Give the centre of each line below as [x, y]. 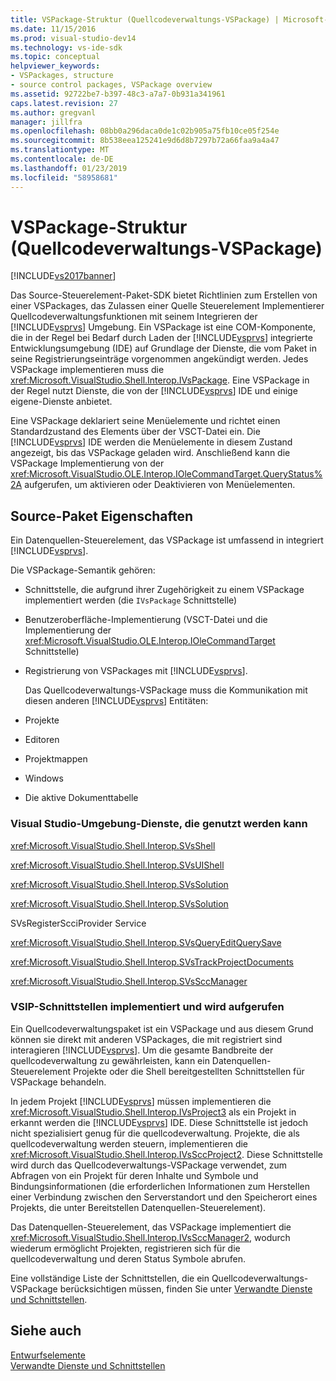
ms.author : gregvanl [53, 112]
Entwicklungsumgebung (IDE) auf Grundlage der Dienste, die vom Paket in [163, 348]
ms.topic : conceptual [55, 57]
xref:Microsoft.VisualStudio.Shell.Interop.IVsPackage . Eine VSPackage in [160, 380]
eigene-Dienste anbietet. [61, 402]
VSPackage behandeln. [58, 1082]
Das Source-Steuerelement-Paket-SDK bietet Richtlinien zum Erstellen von [164, 295]
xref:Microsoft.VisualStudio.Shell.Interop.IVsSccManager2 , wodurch [150, 1237]
